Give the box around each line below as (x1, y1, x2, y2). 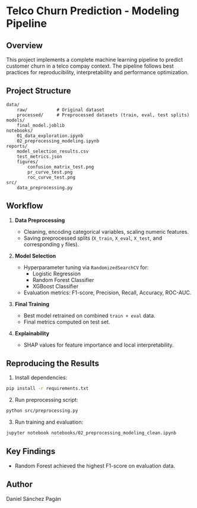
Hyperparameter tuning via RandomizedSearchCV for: (23, 263, 149, 271)
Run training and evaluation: (14, 418, 84, 426)
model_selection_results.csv (17, 148, 89, 154)
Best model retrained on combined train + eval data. (23, 312, 155, 319)
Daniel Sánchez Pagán (6, 495, 61, 502)
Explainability (14, 329, 49, 336)
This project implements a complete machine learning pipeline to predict (6, 56, 183, 63)
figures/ (17, 158, 39, 164)
